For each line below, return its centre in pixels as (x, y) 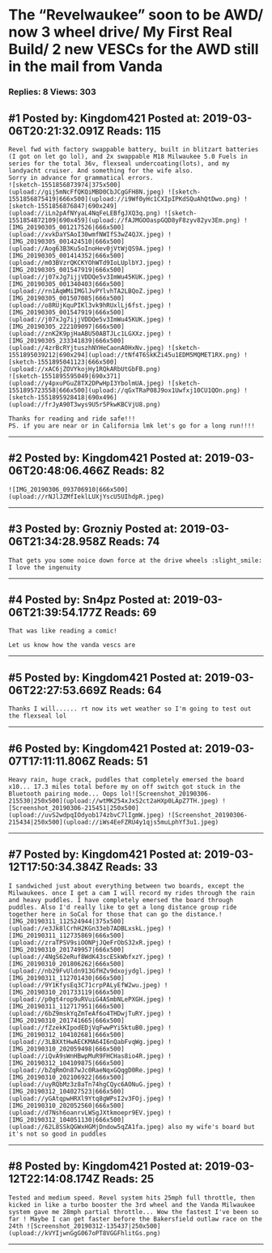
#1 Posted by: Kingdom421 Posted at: (104, 118)
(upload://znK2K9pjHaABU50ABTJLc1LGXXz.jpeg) (86, 334)
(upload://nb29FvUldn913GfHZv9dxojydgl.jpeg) (86, 971)
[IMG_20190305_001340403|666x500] (67, 284)
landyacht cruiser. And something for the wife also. (101, 170)
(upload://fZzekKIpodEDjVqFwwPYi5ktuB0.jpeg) (86, 1027)
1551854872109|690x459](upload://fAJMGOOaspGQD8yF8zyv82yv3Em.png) (125, 220)
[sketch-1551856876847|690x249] (63, 206)
